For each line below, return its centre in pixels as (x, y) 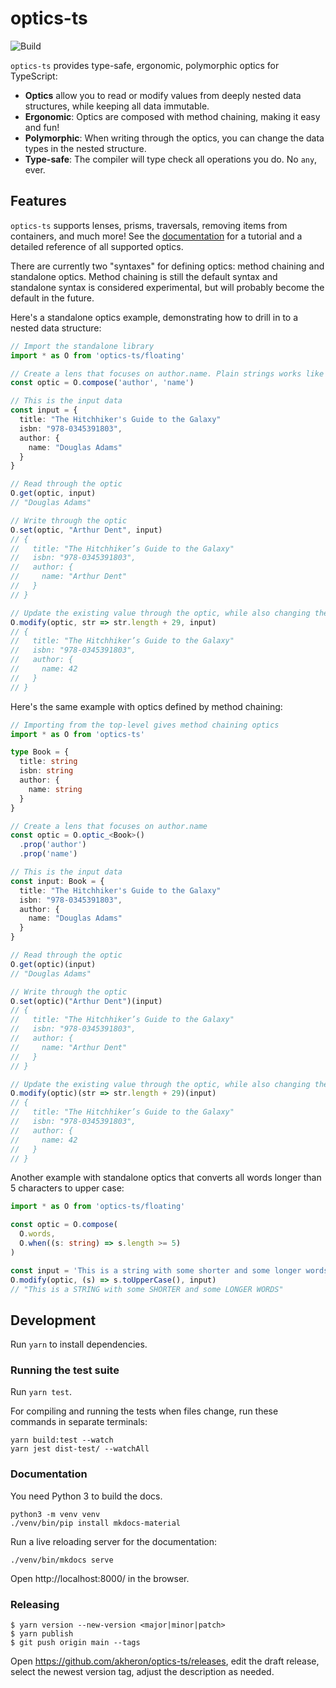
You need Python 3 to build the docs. (86, 1496)
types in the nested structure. (85, 148)
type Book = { (40, 752)
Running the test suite (65, 1370)
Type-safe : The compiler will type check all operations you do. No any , (171, 159)
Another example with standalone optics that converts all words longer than (166, 1178)
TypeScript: (34, 76)
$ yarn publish (42, 1634)
